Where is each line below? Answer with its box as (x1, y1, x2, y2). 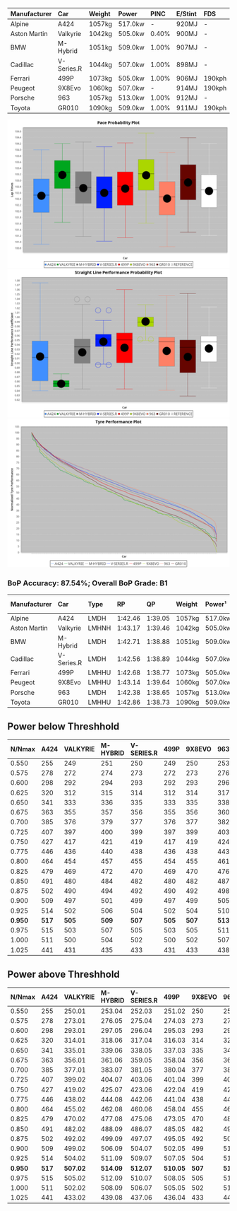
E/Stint (176, 9, 197, 18)
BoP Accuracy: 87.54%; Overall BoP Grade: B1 (7, 578, 168, 587)
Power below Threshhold (7, 720, 120, 732)
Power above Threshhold (7, 968, 120, 980)
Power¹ (205, 600, 227, 609)
